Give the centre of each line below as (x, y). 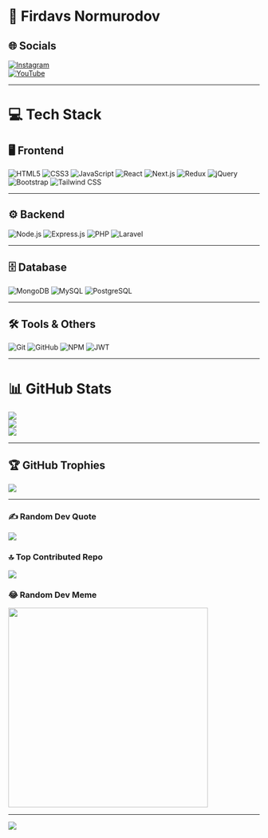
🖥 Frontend (36, 150)
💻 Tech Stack (55, 115)
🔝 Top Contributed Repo (56, 557)
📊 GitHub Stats (60, 388)
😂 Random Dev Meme (53, 595)
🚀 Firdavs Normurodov (85, 16)
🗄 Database (38, 268)
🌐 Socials (33, 46)
